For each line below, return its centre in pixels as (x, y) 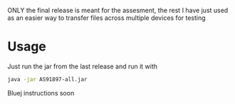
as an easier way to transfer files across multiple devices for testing (106, 18)
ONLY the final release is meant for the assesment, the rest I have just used (118, 10)
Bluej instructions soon (41, 93)
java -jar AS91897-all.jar (47, 79)
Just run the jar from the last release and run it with (83, 66)
